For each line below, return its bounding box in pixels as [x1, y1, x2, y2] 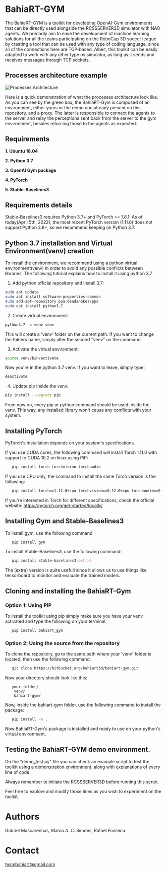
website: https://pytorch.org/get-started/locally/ [5, 503, 103, 509]
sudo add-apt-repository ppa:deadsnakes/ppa [5, 299, 99, 304]
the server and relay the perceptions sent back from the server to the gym [5, 115, 157, 121]
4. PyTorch [5, 177, 28, 183]
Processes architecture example [5, 71, 108, 80]
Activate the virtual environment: [12, 346, 79, 352]
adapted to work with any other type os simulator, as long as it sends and [5, 51, 155, 58]
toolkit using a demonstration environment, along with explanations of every [5, 764, 160, 770]
